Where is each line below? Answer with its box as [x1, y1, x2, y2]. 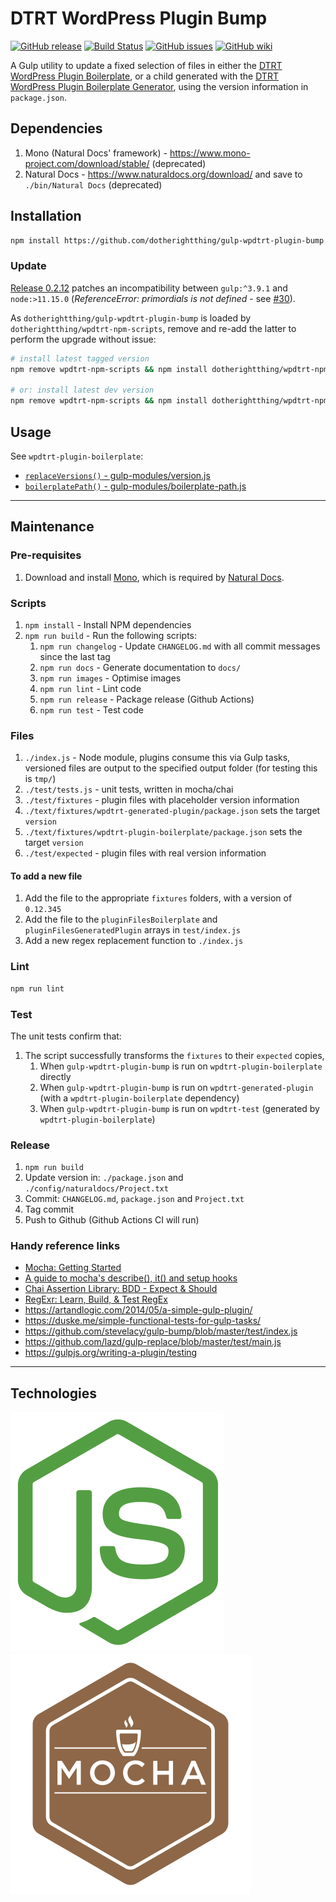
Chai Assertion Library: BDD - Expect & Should [24, 1283, 218, 1295]
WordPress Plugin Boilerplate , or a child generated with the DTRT [10, 70, 279, 82]
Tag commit [24, 1203, 75, 1216]
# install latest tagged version [10, 353, 150, 364]
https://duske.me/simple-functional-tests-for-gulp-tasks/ [24, 1315, 262, 1327]
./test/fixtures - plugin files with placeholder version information [24, 794, 300, 806]
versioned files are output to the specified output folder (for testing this [24, 762, 318, 774]
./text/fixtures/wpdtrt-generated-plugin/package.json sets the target [24, 805, 321, 817]
